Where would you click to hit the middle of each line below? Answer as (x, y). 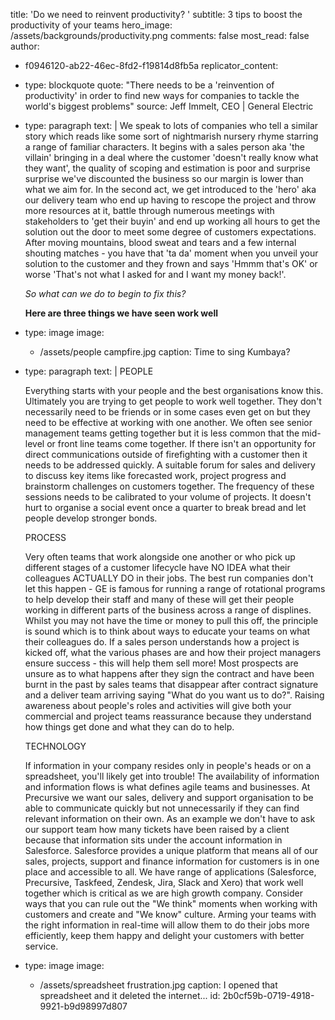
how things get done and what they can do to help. (129, 727)
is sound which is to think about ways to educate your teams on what (167, 631)
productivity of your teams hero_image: (91, 25)
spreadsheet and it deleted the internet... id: (130, 995)
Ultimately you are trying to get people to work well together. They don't (173, 401)
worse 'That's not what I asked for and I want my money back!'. (155, 274)
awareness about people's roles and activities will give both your (158, 705)
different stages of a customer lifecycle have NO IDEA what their (157, 567)
